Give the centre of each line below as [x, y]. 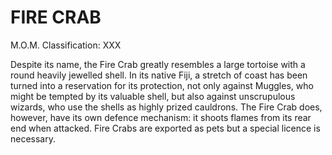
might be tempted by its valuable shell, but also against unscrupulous [153, 96]
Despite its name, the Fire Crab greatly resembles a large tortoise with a [158, 64]
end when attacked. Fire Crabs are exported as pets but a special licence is [165, 128]
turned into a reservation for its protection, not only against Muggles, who [162, 85]
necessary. [33, 138]
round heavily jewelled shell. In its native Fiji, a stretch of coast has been [159, 75]
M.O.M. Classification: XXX [66, 45]
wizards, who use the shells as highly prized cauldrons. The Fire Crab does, [166, 107]
